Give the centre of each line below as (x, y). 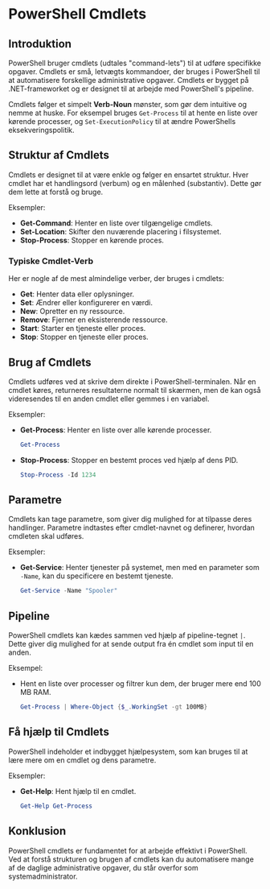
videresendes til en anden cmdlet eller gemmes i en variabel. (109, 399)
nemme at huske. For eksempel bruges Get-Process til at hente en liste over (133, 113)
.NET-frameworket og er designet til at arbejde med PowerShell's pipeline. (131, 89)
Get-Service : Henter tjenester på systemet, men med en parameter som (139, 568)
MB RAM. (35, 693)
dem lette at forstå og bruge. (56, 192)
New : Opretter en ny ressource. (72, 312)
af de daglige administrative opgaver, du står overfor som (103, 867)
